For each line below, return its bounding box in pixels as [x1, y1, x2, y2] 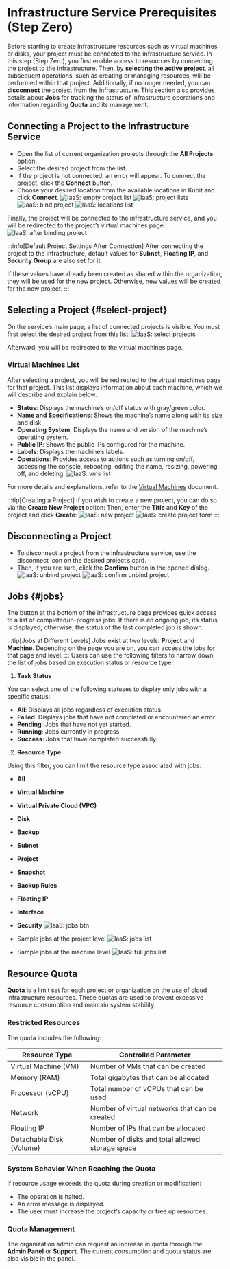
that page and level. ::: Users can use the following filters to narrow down [7, 651, 214, 660]
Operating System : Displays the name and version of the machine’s [16, 425, 209, 434]
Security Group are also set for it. [7, 256, 103, 265]
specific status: [7, 693, 51, 701]
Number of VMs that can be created [90, 1062, 206, 1071]
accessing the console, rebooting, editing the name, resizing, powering [16, 462, 218, 470]
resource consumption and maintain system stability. [7, 1001, 156, 1009]
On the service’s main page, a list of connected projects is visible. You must [7, 322, 220, 330]
